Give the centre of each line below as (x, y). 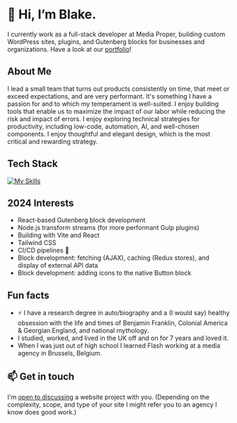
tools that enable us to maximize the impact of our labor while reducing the (116, 111)
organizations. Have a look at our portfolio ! (69, 49)
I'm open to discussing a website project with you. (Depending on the (109, 397)
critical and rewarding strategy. (53, 141)
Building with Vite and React (59, 235)
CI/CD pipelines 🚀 (43, 251)
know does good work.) (42, 412)
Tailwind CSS (37, 243)
